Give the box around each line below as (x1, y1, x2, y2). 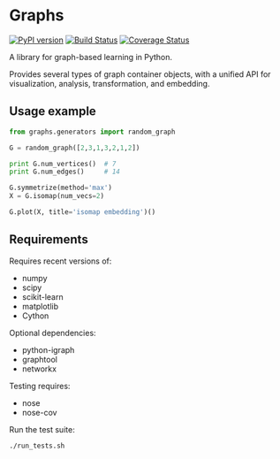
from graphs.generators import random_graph (9, 127, 176, 136)
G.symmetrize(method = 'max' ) (9, 183, 113, 193)
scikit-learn (21, 291, 64, 302)
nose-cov (21, 407, 57, 417)
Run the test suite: (9, 424, 75, 434)
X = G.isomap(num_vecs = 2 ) (9, 192, 104, 201)
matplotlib (21, 301, 59, 311)
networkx (21, 363, 57, 374)
